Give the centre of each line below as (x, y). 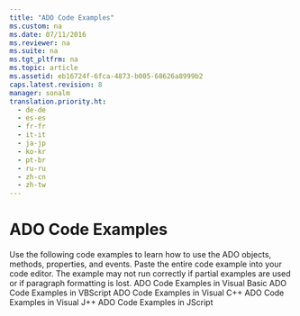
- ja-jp (32, 143)
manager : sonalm (40, 93)
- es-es (32, 118)
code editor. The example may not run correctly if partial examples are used (150, 274)
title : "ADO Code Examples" (62, 18)
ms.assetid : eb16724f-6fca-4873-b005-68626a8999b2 (106, 77)
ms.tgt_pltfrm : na (44, 59)
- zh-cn (32, 176)
